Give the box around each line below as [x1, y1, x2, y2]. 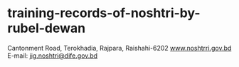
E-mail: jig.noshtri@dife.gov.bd [7, 51, 98, 60]
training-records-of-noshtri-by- [7, 5, 201, 21]
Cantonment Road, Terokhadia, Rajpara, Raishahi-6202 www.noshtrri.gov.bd [7, 43, 232, 52]
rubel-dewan [7, 20, 86, 36]
